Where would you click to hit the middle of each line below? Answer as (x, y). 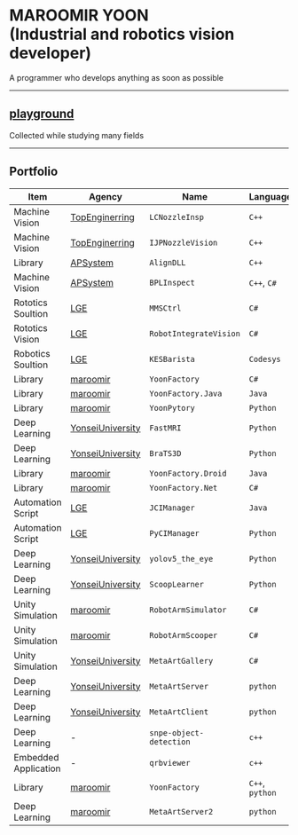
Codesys (265, 359)
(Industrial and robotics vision (122, 34)
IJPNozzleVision (184, 242)
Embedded (36, 757)
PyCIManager (174, 533)
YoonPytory (172, 408)
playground (42, 114)
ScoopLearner (176, 584)
